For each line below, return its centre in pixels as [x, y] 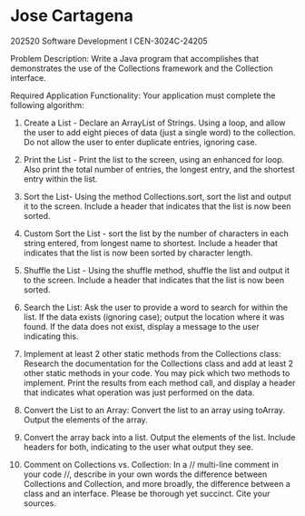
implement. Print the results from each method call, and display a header [159, 382]
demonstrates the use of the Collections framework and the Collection [142, 68]
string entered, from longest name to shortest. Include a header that [150, 243]
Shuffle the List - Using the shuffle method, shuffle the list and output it [156, 270]
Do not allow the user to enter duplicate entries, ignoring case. [140, 142]
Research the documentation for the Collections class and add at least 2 [158, 363]
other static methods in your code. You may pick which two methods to [157, 372]
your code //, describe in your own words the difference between [145, 474]
